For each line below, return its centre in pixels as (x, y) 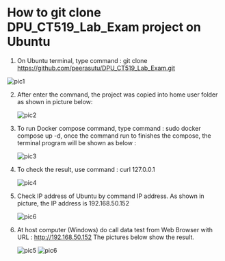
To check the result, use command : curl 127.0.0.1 (86, 169)
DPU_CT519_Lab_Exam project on (104, 27)
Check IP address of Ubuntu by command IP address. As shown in (110, 196)
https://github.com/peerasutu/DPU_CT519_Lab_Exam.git (96, 68)
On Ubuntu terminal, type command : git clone (82, 60)
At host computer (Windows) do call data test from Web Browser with (115, 229)
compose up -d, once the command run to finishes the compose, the (114, 136)
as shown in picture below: (55, 101)
